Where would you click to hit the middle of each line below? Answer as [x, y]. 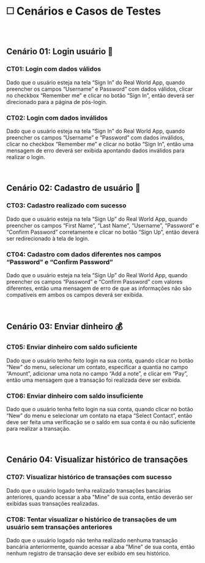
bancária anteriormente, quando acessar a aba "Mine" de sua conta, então [100, 546]
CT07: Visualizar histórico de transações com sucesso [89, 477]
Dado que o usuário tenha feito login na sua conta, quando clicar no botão [100, 409]
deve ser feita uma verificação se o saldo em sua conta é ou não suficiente [101, 422]
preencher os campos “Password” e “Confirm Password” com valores [95, 281]
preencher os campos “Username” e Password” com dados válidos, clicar [100, 89]
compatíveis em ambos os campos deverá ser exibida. [75, 294]
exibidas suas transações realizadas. [53, 503]
